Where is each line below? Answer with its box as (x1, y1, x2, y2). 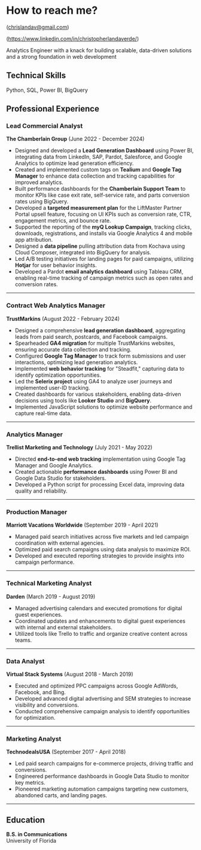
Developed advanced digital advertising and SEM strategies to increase (14, 695, 191, 702)
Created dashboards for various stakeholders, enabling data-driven (14, 391, 181, 398)
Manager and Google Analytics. (14, 462, 93, 469)
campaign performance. (14, 558, 75, 566)
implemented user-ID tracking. (14, 384, 90, 391)
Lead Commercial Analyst (6, 122, 83, 130)
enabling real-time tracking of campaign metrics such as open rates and (14, 274, 193, 282)
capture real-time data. (14, 409, 72, 417)
